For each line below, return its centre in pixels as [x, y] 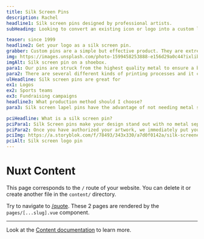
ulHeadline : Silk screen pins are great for [63, 79]
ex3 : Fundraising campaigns [42, 96]
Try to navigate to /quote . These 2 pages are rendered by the [83, 206]
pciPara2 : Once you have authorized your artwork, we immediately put [97, 130]
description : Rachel [32, 18]
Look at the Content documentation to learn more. [69, 230]
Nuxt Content [41, 171]
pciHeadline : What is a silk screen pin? [59, 118]
